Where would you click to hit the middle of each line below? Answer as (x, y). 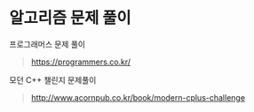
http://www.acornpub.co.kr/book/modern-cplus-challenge (138, 97)
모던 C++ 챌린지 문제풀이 (53, 79)
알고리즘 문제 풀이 (70, 18)
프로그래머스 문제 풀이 (48, 44)
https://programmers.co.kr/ (81, 62)
